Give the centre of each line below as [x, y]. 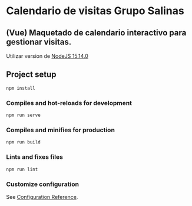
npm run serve [24, 115]
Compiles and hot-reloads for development [69, 103]
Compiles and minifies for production [60, 130]
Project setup [32, 75]
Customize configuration [43, 184]
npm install [21, 88]
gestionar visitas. [39, 42]
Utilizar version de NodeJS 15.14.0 [47, 56]
